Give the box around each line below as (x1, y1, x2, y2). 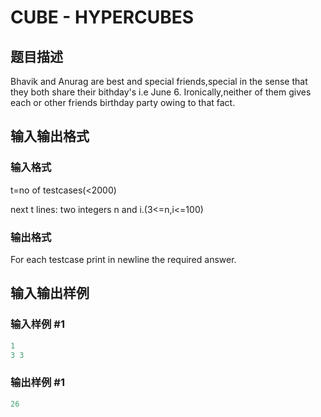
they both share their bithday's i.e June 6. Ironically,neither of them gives (10, 86, 312, 98)
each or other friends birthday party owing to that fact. (10, 97, 236, 108)
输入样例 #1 (10, 317, 65, 331)
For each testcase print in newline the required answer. (10, 253, 237, 265)
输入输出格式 (10, 128, 90, 145)
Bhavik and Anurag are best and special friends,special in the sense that (10, 76, 308, 87)
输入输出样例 (10, 285, 90, 302)
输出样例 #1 (10, 376, 65, 390)
